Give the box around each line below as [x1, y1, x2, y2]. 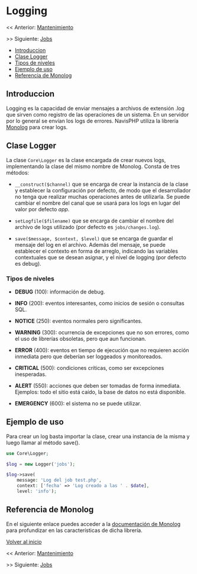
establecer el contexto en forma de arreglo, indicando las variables [14, 247, 179, 254]
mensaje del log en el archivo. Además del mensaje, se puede [14, 241, 166, 248]
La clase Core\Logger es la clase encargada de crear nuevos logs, [6, 156, 166, 163]
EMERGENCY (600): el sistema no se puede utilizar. [14, 399, 141, 407]
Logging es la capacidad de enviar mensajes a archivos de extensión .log [6, 105, 185, 112]
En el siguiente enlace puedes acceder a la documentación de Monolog [6, 520, 181, 527]
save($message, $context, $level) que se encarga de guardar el [14, 235, 173, 242]
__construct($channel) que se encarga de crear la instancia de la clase [14, 180, 189, 188]
